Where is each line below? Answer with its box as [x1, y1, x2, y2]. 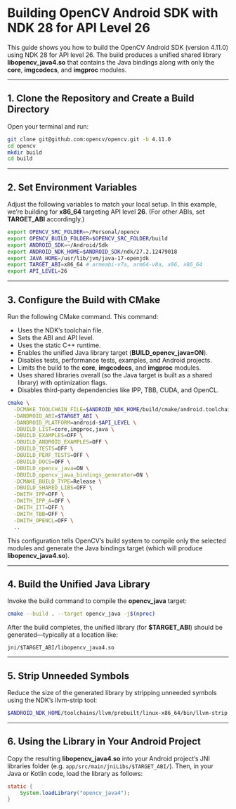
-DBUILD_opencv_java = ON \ [13, 465, 90, 472]
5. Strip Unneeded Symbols [7, 670, 130, 682]
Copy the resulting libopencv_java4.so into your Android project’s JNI [7, 754, 211, 763]
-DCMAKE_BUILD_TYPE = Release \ [13, 478, 102, 485]
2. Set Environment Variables [7, 181, 138, 193]
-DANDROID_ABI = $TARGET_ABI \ [13, 413, 99, 420]
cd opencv [7, 142, 37, 149]
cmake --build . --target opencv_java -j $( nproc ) [7, 610, 156, 618]
